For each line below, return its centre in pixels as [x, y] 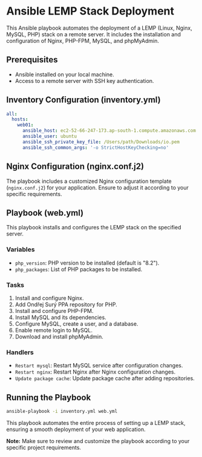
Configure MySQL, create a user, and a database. [77, 324]
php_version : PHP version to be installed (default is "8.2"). [87, 263]
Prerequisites [32, 60]
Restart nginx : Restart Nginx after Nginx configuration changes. [95, 372]
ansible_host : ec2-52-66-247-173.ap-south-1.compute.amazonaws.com [109, 131]
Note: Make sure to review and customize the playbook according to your [98, 441]
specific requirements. [34, 194]
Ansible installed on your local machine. [65, 74]
